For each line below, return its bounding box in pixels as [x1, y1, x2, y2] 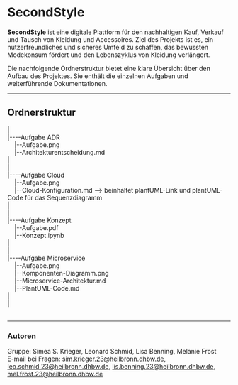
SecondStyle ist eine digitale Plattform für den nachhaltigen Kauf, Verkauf [7, 28, 225, 36]
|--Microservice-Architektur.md [13, 276, 106, 285]
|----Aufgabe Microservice [7, 254, 86, 262]
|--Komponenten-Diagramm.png [13, 269, 109, 277]
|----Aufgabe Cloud [7, 170, 65, 179]
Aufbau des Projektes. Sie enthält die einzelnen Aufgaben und [7, 72, 189, 80]
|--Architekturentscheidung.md [13, 148, 106, 156]
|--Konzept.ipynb [13, 231, 65, 239]
